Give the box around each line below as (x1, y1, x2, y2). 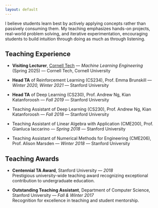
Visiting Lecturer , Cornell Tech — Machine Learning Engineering (12, 63, 143, 68)
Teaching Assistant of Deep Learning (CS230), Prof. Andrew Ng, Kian (12, 106, 152, 112)
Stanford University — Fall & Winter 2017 (12, 192, 94, 198)
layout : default (5, 7, 38, 12)
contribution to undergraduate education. (12, 178, 95, 184)
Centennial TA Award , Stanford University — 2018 (12, 168, 113, 174)
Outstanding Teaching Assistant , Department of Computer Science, (12, 187, 151, 193)
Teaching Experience (5, 50, 71, 58)
